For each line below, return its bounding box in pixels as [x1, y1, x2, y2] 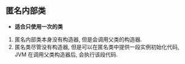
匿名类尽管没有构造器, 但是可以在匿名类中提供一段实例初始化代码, [14, 43, 180, 50]
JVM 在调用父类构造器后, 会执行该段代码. [14, 51, 118, 58]
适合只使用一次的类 [14, 23, 63, 30]
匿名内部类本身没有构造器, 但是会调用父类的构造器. [14, 36, 142, 43]
